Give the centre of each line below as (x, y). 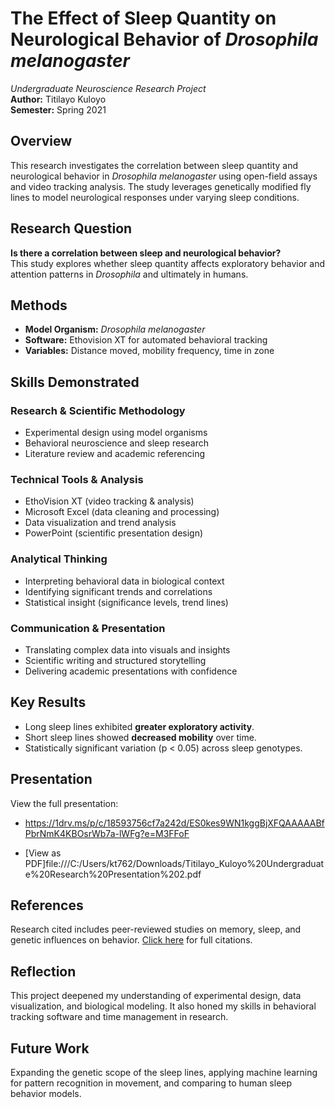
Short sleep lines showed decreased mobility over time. (140, 737)
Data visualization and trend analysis (100, 523)
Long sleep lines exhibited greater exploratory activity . (139, 726)
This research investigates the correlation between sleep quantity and (154, 165)
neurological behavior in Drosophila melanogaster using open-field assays (164, 176)
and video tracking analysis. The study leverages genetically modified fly (161, 186)
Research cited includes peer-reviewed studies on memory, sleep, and (156, 929)
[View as (43, 853)
